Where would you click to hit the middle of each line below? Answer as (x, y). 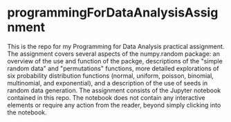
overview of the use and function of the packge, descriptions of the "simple (115, 61)
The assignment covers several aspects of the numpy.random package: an (113, 54)
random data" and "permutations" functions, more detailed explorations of (113, 68)
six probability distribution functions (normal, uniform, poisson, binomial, (111, 75)
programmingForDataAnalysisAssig (113, 13)
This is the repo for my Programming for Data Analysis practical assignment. (116, 46)
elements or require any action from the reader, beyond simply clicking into (114, 105)
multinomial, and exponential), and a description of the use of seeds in (108, 83)
